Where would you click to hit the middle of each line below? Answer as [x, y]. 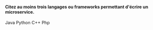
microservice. [20, 12]
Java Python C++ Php [28, 23]
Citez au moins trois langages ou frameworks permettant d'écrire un [77, 7]
